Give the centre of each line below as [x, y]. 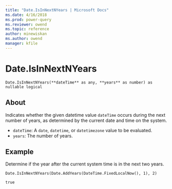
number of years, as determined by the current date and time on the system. [86, 120]
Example [20, 152]
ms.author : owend [24, 39]
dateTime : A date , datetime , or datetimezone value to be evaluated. [82, 130]
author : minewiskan [26, 34]
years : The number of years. [43, 136]
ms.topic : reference [27, 29]
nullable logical [24, 87]
